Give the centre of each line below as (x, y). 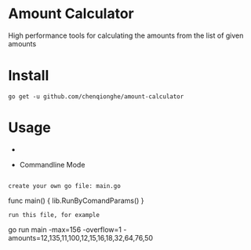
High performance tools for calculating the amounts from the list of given (126, 35)
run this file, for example (54, 215)
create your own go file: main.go (65, 186)
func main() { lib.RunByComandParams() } (76, 200)
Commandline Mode (52, 164)
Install (29, 76)
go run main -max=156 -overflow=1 (65, 230)
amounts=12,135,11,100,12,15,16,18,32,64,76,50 (81, 237)
